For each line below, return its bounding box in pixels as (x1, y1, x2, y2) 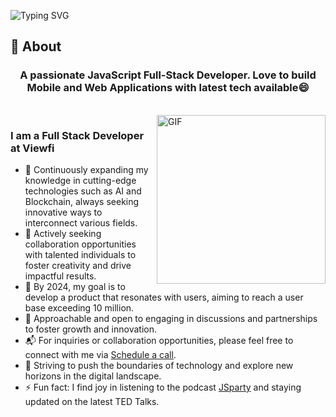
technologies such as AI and (24, 185, 142, 197)
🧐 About (10, 38, 62, 55)
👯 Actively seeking (24, 227, 102, 239)
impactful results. (24, 270, 97, 282)
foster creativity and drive (24, 259, 132, 271)
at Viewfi (10, 141, 55, 155)
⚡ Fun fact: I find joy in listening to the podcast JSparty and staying (24, 381, 302, 393)
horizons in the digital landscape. (24, 370, 162, 382)
